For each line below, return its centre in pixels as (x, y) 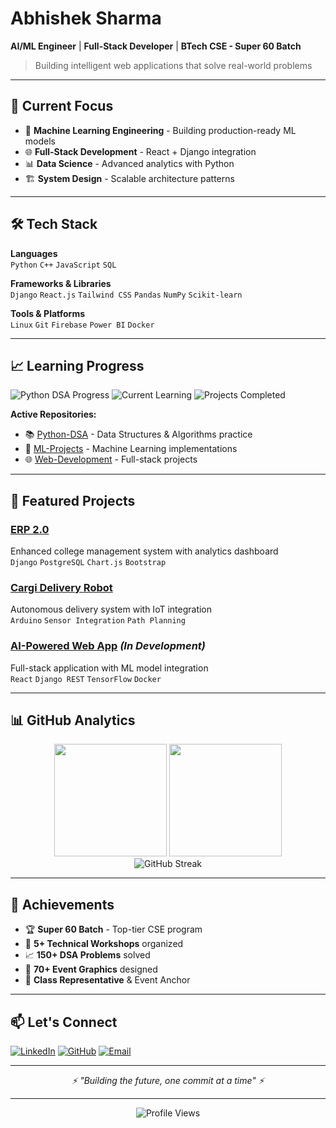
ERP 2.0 (30, 529)
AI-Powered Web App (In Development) (108, 646)
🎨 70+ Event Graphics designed (91, 969)
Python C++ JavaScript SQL (63, 265)
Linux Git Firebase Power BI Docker (82, 325)
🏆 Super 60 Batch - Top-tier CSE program (113, 929)
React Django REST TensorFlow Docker (86, 679)
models (40, 141)
